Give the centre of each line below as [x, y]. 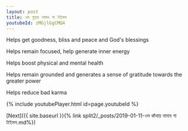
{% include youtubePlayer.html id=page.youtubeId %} [73, 104]
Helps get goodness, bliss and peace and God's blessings [78, 40]
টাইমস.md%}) [21, 123]
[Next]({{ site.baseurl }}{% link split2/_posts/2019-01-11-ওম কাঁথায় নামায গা [92, 116]
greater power [24, 81]
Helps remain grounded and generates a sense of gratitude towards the [94, 75]
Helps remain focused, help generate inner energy [68, 51]
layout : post [22, 12]
